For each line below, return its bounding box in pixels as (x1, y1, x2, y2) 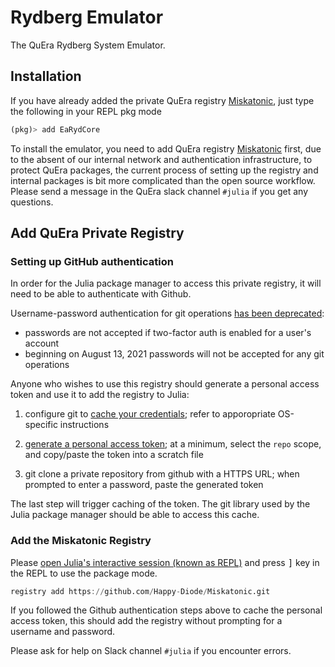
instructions (59, 419, 110, 431)
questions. (10, 196, 54, 208)
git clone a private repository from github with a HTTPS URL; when (24, 468, 300, 480)
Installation (10, 68, 82, 85)
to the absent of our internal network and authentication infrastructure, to (10, 153, 313, 165)
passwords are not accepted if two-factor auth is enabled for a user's (24, 327, 312, 339)
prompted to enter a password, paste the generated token (24, 479, 264, 491)
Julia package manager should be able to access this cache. (10, 509, 260, 521)
